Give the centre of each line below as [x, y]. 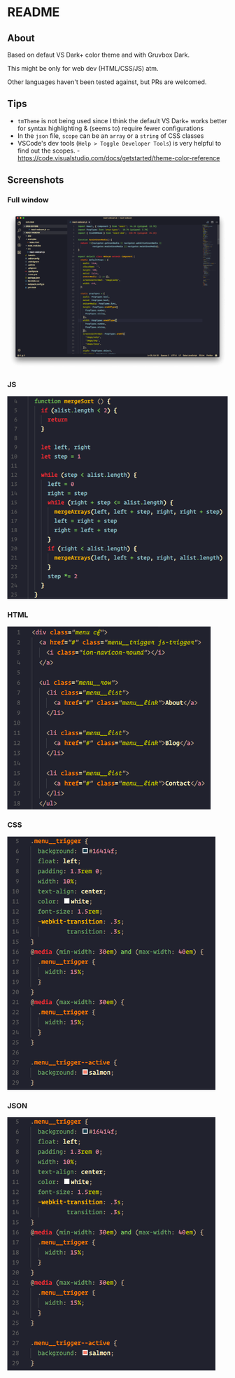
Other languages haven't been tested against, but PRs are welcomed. [107, 82]
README [34, 12]
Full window [28, 200]
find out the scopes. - [49, 151]
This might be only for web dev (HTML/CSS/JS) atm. [83, 68]
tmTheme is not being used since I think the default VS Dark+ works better [122, 120]
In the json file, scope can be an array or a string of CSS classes [111, 135]
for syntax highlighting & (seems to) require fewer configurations [111, 128]
